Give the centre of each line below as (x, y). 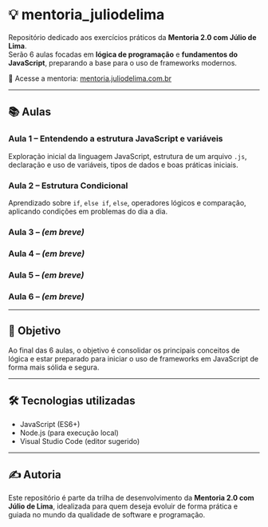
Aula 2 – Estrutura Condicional (68, 186)
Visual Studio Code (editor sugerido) (80, 441)
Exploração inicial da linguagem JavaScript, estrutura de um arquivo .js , (128, 156)
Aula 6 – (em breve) (47, 296)
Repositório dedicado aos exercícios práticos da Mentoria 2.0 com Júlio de (132, 37)
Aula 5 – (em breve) (46, 275)
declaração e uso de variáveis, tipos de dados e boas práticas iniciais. (124, 165)
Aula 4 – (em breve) (47, 254)
